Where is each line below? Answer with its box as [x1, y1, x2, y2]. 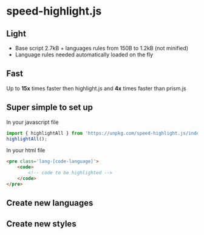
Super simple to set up [6, 102, 93, 113]
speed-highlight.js [6, 4, 102, 18]
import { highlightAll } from [6, 130, 83, 136]
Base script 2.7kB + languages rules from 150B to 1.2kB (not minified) [15, 44, 189, 52]
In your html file [6, 147, 46, 154]
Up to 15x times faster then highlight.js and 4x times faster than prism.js [6, 84, 186, 92]
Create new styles [6, 219, 77, 229]
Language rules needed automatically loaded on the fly [15, 51, 154, 58]
